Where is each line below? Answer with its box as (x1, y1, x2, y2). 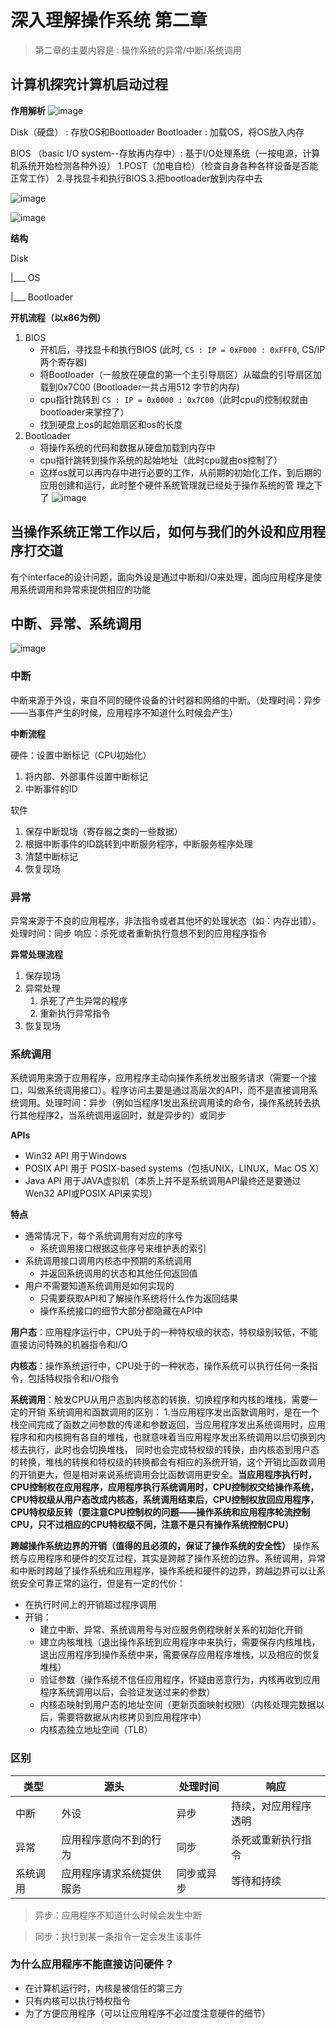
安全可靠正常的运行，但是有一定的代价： (18, 1577, 186, 1590)
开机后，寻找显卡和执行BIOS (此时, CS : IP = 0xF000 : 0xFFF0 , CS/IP (39, 343, 326, 355)
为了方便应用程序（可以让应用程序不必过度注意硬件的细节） (24, 2007, 271, 2019)
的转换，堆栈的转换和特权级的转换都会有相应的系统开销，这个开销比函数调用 (10, 1456, 326, 1468)
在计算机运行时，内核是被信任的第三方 (24, 1982, 183, 1994)
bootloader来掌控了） (39, 406, 130, 418)
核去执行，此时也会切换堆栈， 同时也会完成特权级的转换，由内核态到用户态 (10, 1444, 320, 1456)
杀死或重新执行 (231, 1832, 302, 1846)
